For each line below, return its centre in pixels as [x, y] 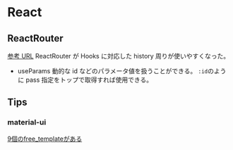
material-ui [27, 123]
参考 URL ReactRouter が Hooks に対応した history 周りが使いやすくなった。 [119, 56]
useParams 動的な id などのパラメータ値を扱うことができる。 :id [113, 71]
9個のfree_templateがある [45, 139]
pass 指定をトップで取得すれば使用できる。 [89, 80]
